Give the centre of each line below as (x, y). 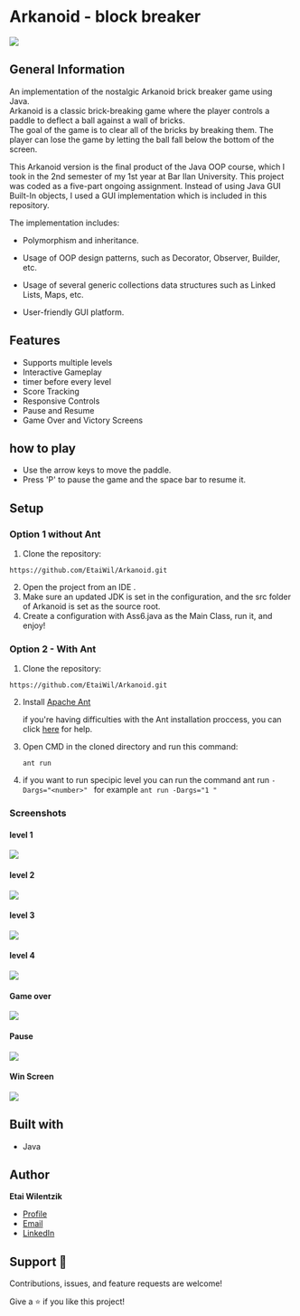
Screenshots (38, 814)
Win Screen (32, 1077)
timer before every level (66, 381)
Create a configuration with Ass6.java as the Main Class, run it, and (147, 616)
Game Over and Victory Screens (82, 420)
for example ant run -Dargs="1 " (155, 790)
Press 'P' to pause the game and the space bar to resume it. (134, 480)
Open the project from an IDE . (79, 587)
